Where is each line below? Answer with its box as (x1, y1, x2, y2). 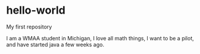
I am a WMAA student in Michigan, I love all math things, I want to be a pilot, (6, 34, 194, 42)
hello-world (6, 4, 66, 17)
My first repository (6, 23, 52, 30)
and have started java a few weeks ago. (6, 41, 105, 48)
